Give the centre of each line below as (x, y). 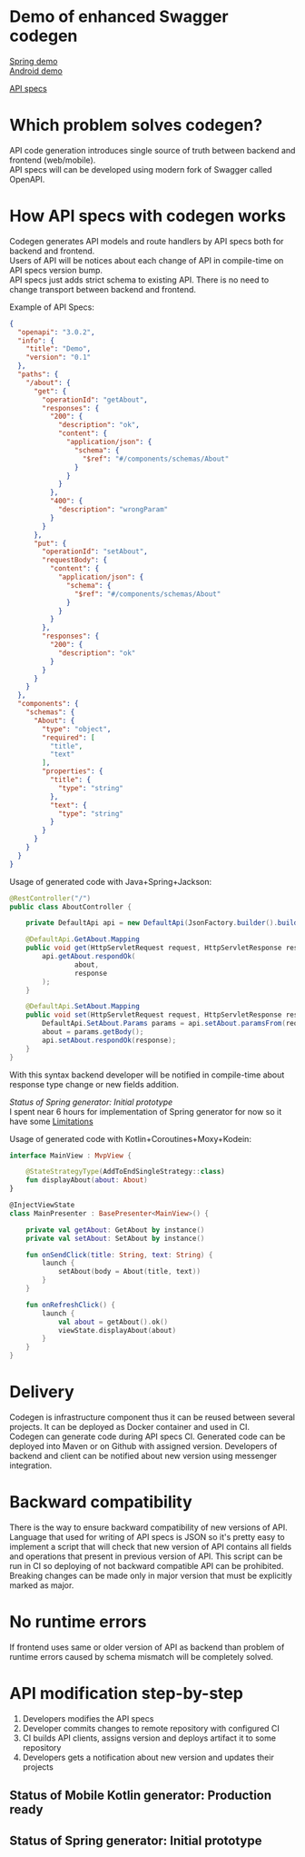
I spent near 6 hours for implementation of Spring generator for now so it (146, 1111)
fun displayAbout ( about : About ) (87, 1180)
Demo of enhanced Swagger (119, 17)
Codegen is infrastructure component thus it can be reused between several (152, 1417)
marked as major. (42, 1585)
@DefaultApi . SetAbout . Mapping (83, 1007)
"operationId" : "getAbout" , (95, 400)
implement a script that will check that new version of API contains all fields (151, 1546)
